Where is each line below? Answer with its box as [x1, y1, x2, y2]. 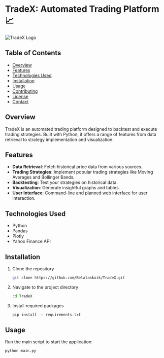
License [12, 93, 29, 99]
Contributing [12, 88, 38, 94]
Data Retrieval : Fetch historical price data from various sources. [12, 164, 143, 170]
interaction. [12, 195, 35, 201]
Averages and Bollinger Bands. [12, 174, 75, 180]
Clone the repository [12, 266, 54, 272]
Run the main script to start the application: [5, 339, 93, 345]
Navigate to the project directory [12, 284, 79, 290]
